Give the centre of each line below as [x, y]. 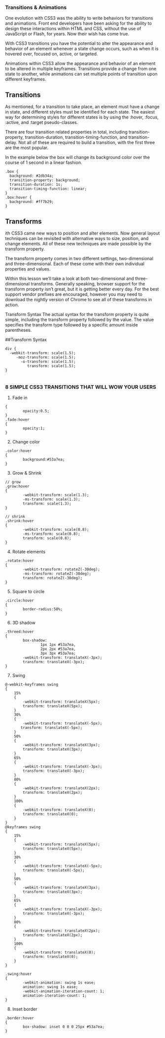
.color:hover [18, 451]
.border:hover [20, 1018]
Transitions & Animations [36, 7]
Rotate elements [29, 552]
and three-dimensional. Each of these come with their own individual [75, 264]
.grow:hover [17, 486]
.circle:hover [20, 601]
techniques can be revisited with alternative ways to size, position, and [77, 238]
